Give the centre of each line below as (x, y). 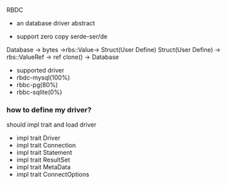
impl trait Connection (46, 145)
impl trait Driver (38, 138)
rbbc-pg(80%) (37, 85)
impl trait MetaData (43, 167)
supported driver (40, 70)
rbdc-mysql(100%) (43, 77)
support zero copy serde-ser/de (62, 36)
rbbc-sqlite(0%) (39, 92)
